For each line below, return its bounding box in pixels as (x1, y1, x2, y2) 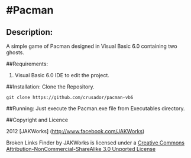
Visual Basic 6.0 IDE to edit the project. (14, 72, 109, 78)
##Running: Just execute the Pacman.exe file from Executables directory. (6, 105, 185, 112)
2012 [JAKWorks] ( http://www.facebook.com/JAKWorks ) (6, 128, 145, 134)
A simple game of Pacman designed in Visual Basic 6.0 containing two (6, 42, 177, 50)
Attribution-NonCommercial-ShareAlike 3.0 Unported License (6, 146, 156, 152)
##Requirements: (6, 60, 48, 67)
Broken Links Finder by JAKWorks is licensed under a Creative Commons (6, 139, 185, 146)
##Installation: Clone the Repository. (6, 83, 95, 90)
